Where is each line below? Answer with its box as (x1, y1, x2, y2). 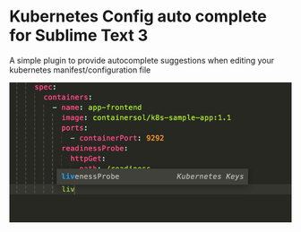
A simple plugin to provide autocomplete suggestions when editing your (9, 55, 275, 65)
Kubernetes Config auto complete (9, 6, 267, 27)
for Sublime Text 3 (9, 25, 149, 46)
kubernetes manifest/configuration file (9, 64, 151, 75)
